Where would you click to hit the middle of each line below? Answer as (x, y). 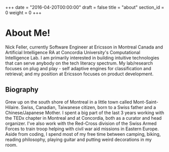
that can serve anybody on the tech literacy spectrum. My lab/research (79, 63)
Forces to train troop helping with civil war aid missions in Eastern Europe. (82, 129)
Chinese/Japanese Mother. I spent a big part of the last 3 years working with (85, 113)
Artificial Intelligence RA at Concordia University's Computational (73, 52)
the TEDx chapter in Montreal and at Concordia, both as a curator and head (83, 118)
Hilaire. (13, 107)
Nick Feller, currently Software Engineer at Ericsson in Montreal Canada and (84, 47)
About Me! (28, 33)
